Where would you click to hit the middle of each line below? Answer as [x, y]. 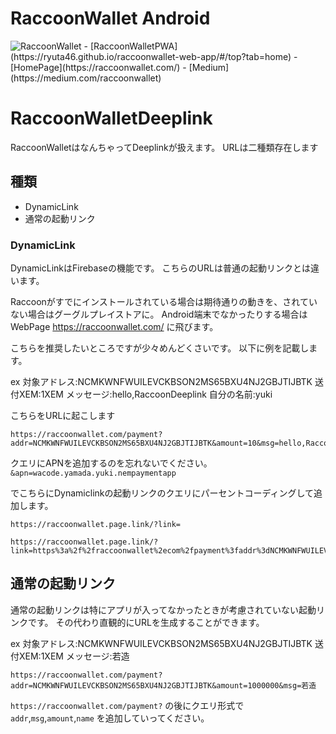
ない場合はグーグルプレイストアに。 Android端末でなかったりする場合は [159, 314]
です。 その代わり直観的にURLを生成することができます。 [146, 622]
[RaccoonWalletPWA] [133, 46]
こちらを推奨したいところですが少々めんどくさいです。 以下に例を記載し [160, 348]
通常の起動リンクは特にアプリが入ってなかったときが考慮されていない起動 [163, 609]
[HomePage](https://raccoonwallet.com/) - [98, 67]
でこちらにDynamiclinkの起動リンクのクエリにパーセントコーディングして [162, 493]
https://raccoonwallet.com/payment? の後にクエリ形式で [127, 705]
